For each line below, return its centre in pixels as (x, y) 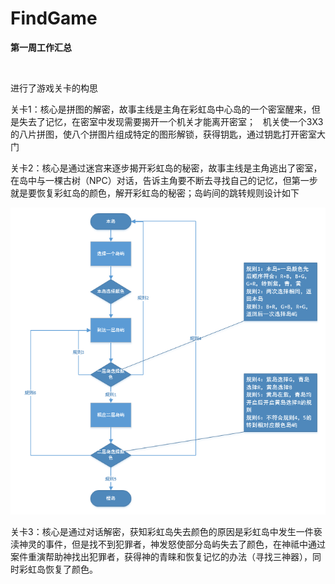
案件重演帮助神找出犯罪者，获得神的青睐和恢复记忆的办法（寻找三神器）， (161, 557)
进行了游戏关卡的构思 (54, 88)
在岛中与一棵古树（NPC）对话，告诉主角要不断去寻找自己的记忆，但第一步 (164, 180)
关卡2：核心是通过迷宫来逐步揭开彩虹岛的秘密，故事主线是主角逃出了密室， (166, 168)
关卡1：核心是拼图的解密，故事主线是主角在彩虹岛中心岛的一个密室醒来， (161, 109)
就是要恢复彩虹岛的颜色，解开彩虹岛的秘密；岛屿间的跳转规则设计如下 (155, 193)
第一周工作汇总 (41, 47)
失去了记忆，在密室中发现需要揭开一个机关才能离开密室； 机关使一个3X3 (171, 121)
